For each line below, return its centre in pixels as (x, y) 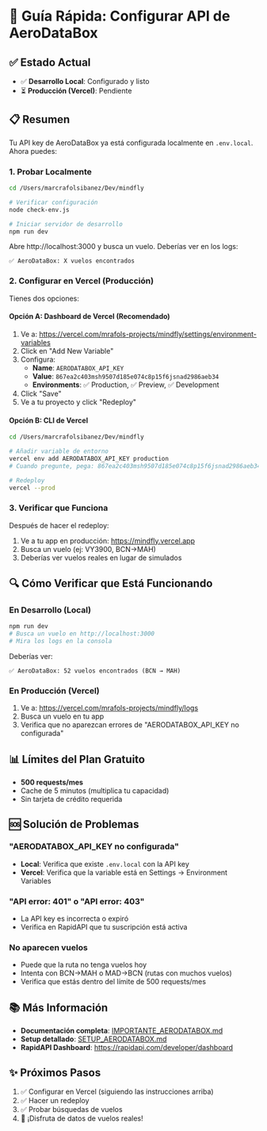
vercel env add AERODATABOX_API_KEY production (89, 458)
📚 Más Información (59, 1008)
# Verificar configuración (53, 202)
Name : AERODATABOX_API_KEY (78, 367)
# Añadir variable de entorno (59, 451)
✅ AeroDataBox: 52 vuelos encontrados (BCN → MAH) (95, 671)
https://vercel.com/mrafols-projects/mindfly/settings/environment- (148, 334)
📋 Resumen (40, 119)
